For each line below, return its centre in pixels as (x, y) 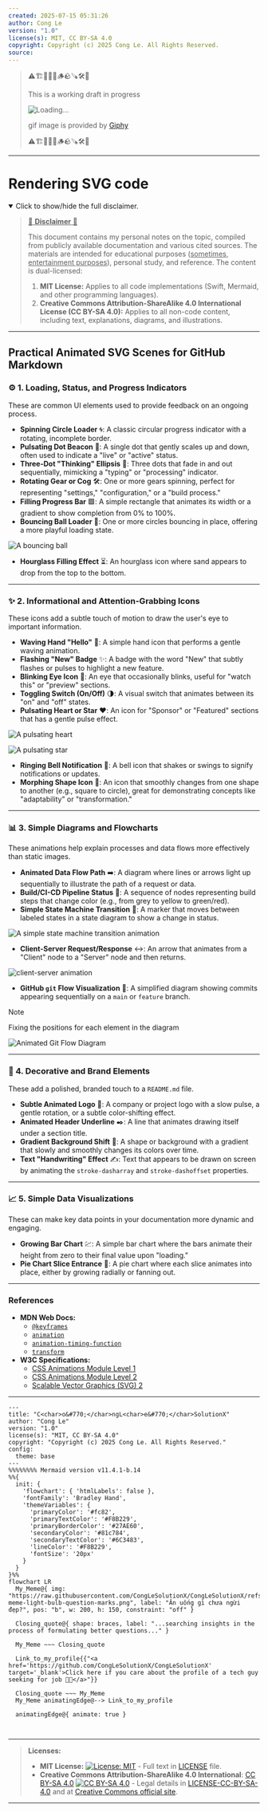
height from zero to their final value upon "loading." (104, 1255)
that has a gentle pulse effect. (69, 719)
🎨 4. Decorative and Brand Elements (79, 1071)
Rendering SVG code (79, 184)
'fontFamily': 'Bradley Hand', (75, 1499)
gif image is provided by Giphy (78, 125)
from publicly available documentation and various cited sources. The (142, 245)
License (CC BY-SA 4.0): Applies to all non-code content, (135, 311)
